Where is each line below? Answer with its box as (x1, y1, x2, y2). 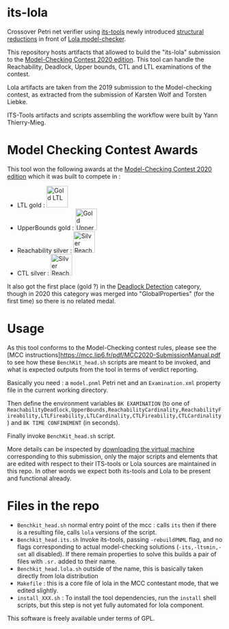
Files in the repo (7, 498, 100, 513)
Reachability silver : (16, 246, 72, 254)
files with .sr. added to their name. (16, 557, 118, 565)
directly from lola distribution (16, 571, 98, 580)
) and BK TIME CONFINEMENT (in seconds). (7, 418, 120, 426)
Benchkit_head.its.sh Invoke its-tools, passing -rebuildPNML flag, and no (16, 535, 223, 543)
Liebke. (7, 97, 28, 106)
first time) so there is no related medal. (7, 297, 116, 305)
